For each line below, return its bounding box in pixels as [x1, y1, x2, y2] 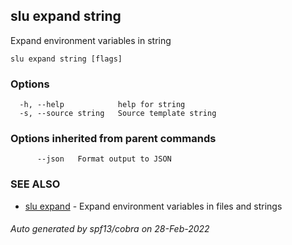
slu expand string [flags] [10, 54, 123, 64]
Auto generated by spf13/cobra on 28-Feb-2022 [10, 223, 210, 235]
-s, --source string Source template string [19, 109, 217, 119]
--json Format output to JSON [36, 154, 172, 164]
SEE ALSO [10, 177, 61, 191]
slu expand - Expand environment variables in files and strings [24, 200, 283, 212]
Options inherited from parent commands [10, 132, 217, 146]
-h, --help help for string [19, 100, 186, 110]
